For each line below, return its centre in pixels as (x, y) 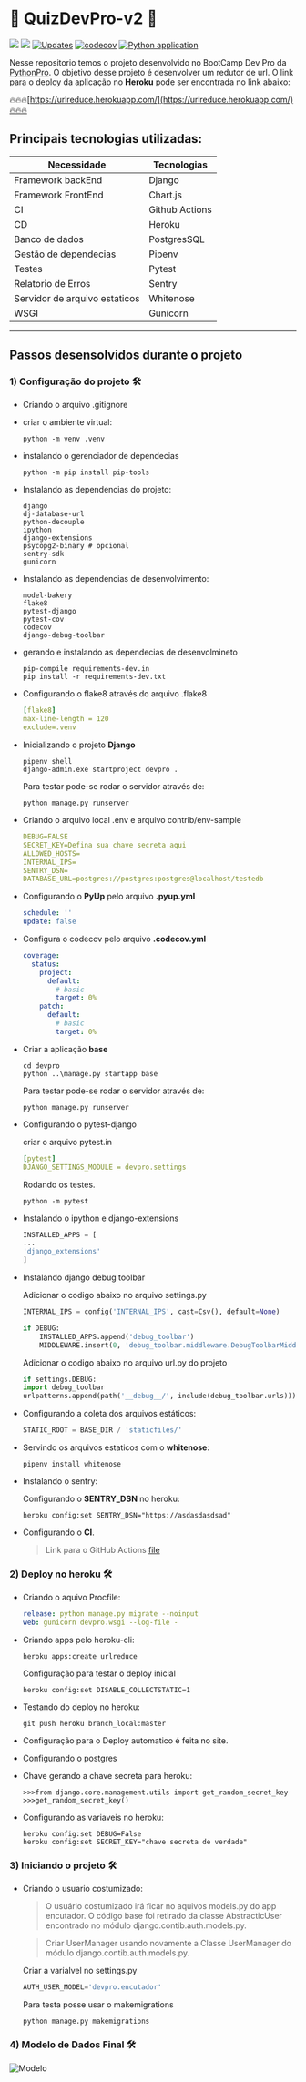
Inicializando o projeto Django (79, 745)
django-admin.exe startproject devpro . (100, 770)
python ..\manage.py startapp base (90, 1073)
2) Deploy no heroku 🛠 (61, 1574)
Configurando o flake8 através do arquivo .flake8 (115, 694)
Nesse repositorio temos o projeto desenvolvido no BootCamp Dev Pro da (148, 62)
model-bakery (47, 595)
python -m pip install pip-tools (86, 472)
